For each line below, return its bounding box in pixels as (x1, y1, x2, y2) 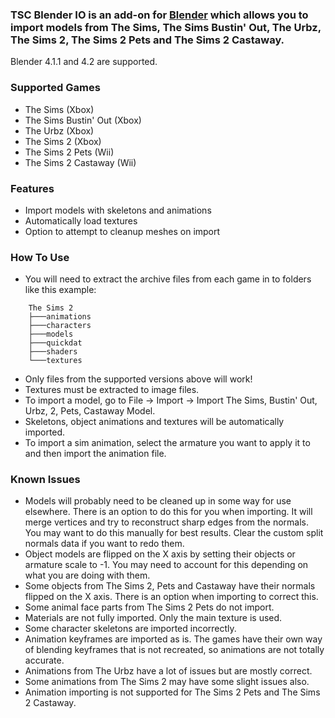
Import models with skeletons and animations (24, 204, 212, 216)
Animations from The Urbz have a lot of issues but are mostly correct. (24, 665, 313, 677)
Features (10, 181, 55, 195)
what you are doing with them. (24, 569, 151, 582)
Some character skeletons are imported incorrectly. (24, 623, 237, 635)
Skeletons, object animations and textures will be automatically (24, 416, 285, 428)
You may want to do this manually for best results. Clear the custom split (24, 527, 324, 539)
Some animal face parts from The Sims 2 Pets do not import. (24, 601, 275, 613)
